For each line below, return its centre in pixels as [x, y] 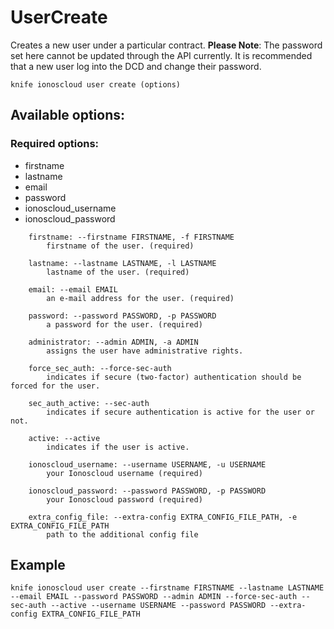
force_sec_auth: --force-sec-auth [100, 368]
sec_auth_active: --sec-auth [89, 403]
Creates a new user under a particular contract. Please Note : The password [166, 45]
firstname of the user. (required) [120, 246]
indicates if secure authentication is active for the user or [180, 412]
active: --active [64, 438]
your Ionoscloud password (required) [124, 499]
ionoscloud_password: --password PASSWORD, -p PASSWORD [147, 491]
